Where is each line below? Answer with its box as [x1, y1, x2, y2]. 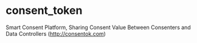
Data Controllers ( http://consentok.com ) [5, 30, 106, 37]
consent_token [5, 4, 83, 18]
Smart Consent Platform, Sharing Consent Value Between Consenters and [5, 24, 191, 31]
